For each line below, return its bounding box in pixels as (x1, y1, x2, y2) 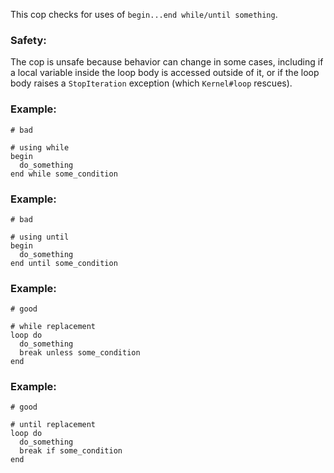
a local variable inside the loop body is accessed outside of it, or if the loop (10, 67, 320, 79)
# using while (10, 142, 70, 153)
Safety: (10, 33, 47, 47)
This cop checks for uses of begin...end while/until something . (10, 9, 278, 20)
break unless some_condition (19, 348, 141, 358)
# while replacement (10, 322, 97, 332)
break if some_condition (19, 446, 123, 456)
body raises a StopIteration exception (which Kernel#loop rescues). (10, 77, 293, 89)
